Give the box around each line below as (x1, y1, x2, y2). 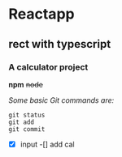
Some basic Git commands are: (8, 95, 115, 105)
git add (8, 118, 35, 126)
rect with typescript (8, 37, 111, 51)
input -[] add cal (20, 139, 75, 149)
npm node (8, 79, 43, 89)
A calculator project (8, 62, 89, 73)
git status (8, 111, 46, 119)
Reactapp (8, 5, 75, 23)
